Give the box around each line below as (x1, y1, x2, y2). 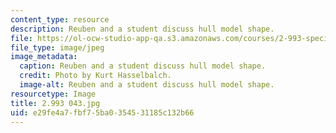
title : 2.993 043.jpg (10, 98, 101, 108)
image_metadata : (10, 52, 78, 62)
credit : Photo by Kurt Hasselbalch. (19, 71, 172, 81)
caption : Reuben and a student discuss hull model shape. (19, 61, 267, 71)
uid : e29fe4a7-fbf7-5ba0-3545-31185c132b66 (10, 107, 195, 118)
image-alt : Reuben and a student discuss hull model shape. (19, 80, 275, 90)
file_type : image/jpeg (10, 42, 105, 53)
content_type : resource (10, 14, 110, 25)
